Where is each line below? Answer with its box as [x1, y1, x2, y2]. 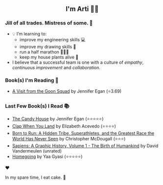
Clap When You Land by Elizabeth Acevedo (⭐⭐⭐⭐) [12, 123, 116, 129]
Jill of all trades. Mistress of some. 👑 [5, 20, 93, 26]
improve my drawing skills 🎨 [19, 44, 76, 50]
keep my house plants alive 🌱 [19, 54, 79, 60]
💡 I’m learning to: [12, 30, 47, 37]
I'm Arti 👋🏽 [66, 5, 99, 13]
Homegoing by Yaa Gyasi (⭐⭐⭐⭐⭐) [12, 154, 83, 159]
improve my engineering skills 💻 [19, 36, 86, 42]
